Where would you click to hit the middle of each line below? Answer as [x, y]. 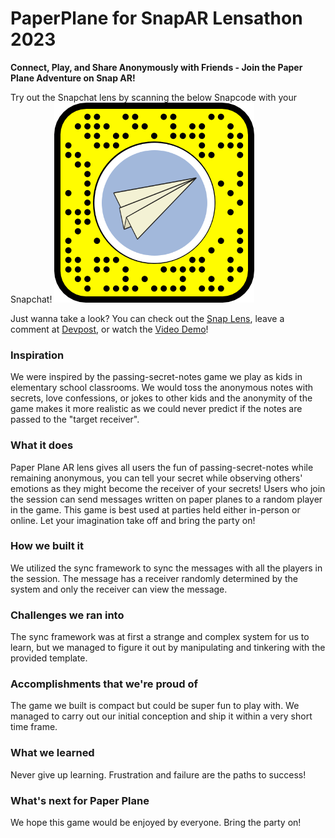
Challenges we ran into [67, 615]
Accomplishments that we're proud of [104, 684]
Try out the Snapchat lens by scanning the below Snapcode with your [153, 97]
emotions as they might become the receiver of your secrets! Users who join [168, 488]
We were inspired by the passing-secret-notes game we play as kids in [156, 377]
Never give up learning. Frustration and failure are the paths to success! [158, 774]
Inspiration [37, 355]
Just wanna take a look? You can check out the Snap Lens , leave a [147, 318]
